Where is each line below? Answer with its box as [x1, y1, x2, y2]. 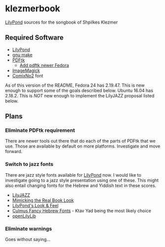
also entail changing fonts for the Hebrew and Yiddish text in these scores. [5, 183, 157, 188]
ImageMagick [12, 67, 40, 73]
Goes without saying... [5, 237, 51, 243]
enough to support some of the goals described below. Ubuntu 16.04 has [5, 87, 154, 93]
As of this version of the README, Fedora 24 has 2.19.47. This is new [5, 82, 145, 88]
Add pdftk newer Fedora [19, 62, 69, 68]
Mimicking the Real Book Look [12, 197, 74, 203]
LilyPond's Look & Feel [12, 202, 59, 208]
